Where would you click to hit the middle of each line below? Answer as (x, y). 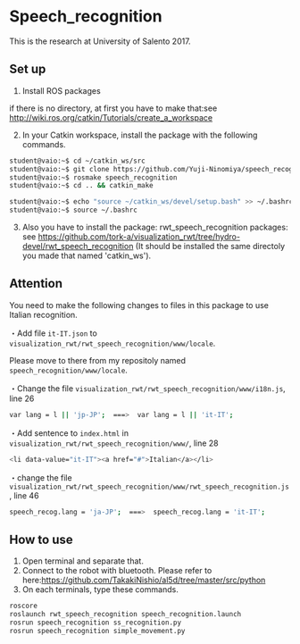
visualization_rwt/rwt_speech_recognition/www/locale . (112, 343)
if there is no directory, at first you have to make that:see (113, 108)
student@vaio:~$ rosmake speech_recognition (93, 177)
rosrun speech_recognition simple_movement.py (97, 631)
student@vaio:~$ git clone (59, 169)
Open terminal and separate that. (83, 561)
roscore (24, 606)
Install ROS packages (61, 90)
